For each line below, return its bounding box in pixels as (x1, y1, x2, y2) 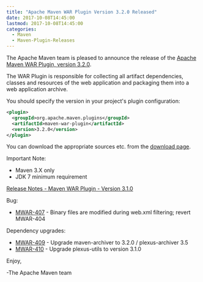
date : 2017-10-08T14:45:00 (6, 15, 75, 21)
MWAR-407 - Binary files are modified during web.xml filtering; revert (15, 209, 191, 216)
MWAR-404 (15, 215, 46, 223)
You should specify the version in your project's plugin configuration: (6, 97, 180, 105)
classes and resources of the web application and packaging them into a (6, 79, 190, 86)
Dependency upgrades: (6, 227, 66, 234)
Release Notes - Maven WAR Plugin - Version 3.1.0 (6, 185, 133, 193)
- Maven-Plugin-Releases (12, 37, 75, 43)
